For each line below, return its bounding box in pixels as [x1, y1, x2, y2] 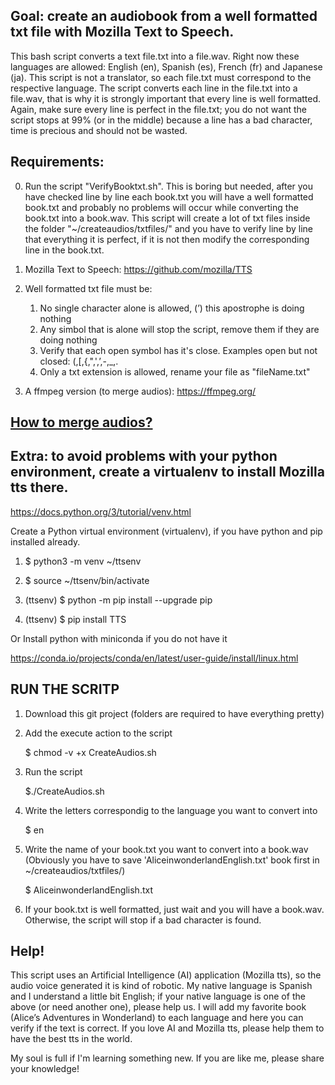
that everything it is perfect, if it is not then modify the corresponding [24, 233, 310, 245]
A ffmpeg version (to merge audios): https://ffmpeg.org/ [24, 385, 257, 397]
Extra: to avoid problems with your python [10, 448, 278, 465]
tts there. [10, 479, 69, 496]
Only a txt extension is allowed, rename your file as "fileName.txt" [39, 365, 311, 378]
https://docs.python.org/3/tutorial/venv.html [10, 505, 192, 518]
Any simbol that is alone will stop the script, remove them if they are [39, 323, 320, 335]
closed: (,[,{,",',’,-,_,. [39, 355, 119, 367]
